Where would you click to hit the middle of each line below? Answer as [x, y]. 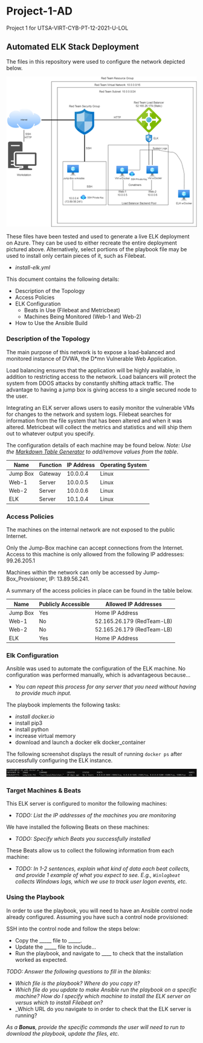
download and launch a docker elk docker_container [80, 742]
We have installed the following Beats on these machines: [78, 827]
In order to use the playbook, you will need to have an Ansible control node [99, 910]
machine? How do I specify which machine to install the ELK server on [103, 996]
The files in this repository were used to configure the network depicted [96, 61]
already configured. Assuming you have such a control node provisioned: [97, 917]
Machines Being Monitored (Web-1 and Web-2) [83, 317]
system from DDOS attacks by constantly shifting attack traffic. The [90, 383]
